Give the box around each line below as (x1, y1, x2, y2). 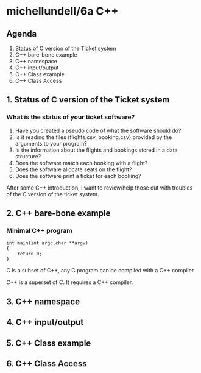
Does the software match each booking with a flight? (15, 159, 148, 166)
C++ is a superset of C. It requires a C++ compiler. (6, 279, 133, 286)
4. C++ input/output (6, 317, 84, 327)
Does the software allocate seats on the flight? (15, 166, 132, 173)
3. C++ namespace (6, 296, 80, 307)
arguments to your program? (15, 140, 87, 147)
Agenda (6, 29, 37, 39)
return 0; (17, 251, 43, 257)
